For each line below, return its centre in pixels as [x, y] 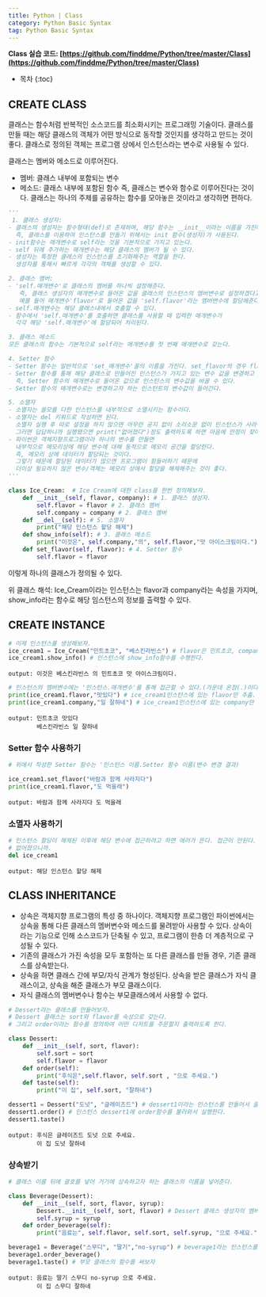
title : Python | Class [46, 15]
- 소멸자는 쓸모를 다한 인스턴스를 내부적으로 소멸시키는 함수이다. [100, 410]
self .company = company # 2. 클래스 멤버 [102, 513]
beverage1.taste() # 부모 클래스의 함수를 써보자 [82, 1262]
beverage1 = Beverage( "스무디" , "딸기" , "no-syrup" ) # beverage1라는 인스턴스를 [133, 1247]
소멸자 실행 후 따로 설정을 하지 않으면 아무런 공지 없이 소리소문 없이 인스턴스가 [129, 425]
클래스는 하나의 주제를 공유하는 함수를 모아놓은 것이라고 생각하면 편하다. [141, 198]
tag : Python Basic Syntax [51, 30]
